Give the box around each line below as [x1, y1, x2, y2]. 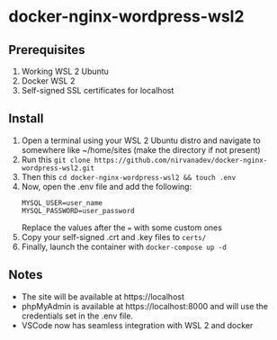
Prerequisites [8, 42, 85, 58]
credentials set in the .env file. [21, 310, 134, 321]
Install [8, 111, 44, 127]
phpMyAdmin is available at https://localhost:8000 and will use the [21, 300, 269, 311]
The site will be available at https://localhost [21, 291, 185, 302]
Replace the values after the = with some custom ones [21, 222, 222, 233]
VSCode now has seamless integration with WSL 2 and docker [21, 319, 254, 330]
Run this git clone [21, 154, 91, 165]
